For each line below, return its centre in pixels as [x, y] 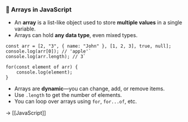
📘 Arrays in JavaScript [39, 10]
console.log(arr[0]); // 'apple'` [49, 51]
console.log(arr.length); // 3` [46, 57]
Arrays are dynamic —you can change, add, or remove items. [90, 89]
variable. [25, 29]
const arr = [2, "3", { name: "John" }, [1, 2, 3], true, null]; [88, 46]
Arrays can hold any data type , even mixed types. [76, 35]
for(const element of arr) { [42, 67]
